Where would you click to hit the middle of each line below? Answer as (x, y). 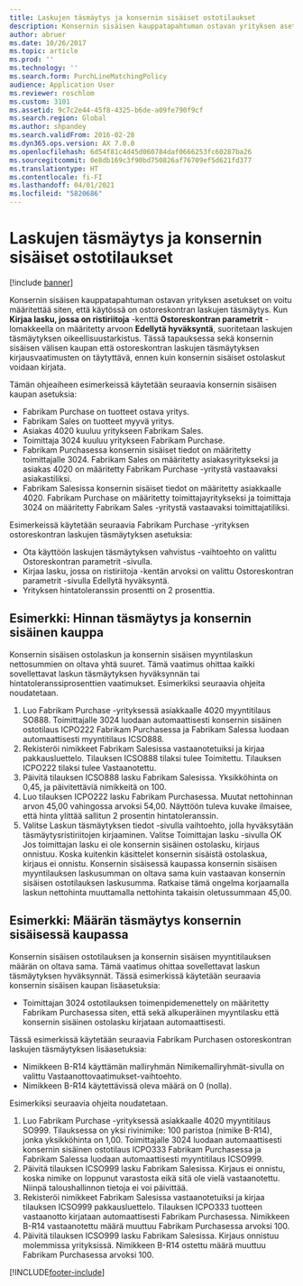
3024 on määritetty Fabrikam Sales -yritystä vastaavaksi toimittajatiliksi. (156, 507)
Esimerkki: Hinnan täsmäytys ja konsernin (131, 619)
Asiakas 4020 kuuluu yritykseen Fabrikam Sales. (113, 430)
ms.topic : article (44, 51)
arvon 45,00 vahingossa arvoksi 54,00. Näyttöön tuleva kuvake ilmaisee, (157, 806)
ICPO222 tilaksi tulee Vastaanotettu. (89, 767)
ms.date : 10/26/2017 (48, 43)
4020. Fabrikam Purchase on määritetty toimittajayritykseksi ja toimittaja (156, 498)
